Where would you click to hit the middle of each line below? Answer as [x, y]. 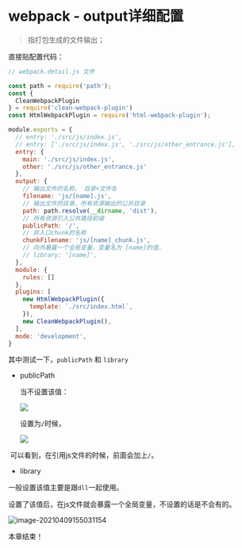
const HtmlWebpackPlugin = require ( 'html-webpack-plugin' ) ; [110, 116]
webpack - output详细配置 [96, 16]
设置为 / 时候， [42, 423]
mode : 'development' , [51, 336]
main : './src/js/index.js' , [69, 159]
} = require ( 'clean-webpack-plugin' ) [71, 108]
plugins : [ [33, 292]
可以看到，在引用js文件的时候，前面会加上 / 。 [84, 455]
